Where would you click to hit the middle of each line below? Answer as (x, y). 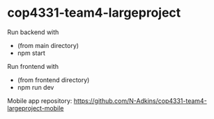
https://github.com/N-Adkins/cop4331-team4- (140, 101)
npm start (31, 53)
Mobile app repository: (40, 101)
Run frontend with (33, 66)
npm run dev (36, 87)
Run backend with (33, 32)
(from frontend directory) (53, 80)
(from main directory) (48, 45)
